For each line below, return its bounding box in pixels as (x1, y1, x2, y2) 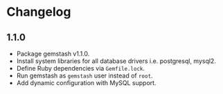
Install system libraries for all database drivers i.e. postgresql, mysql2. (16, 57, 216, 65)
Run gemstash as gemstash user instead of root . (16, 71, 153, 80)
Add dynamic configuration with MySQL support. (16, 79, 157, 86)
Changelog (6, 4, 71, 20)
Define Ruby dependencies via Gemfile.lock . (16, 64, 145, 72)
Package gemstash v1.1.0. (16, 49, 90, 58)
